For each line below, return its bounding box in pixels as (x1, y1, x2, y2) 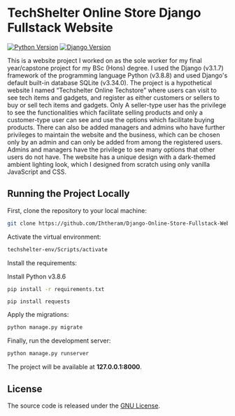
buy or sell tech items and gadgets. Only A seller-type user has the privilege (7, 101, 227, 109)
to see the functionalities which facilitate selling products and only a (7, 108, 203, 117)
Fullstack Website (7, 20, 113, 36)
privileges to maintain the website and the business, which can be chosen (7, 131, 220, 139)
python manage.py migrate (7, 324, 83, 331)
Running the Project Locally (7, 188, 130, 200)
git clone (7, 220, 36, 227)
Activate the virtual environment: (7, 232, 101, 241)
